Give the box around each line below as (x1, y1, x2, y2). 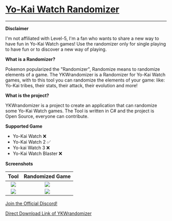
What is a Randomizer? (5, 56, 55, 62)
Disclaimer (5, 25, 29, 31)
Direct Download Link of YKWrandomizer (5, 210, 92, 216)
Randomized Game (24, 173, 71, 180)
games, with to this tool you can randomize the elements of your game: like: (5, 77, 165, 83)
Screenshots (5, 160, 33, 167)
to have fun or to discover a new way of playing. (5, 46, 107, 52)
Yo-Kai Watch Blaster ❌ (12, 150, 62, 156)
